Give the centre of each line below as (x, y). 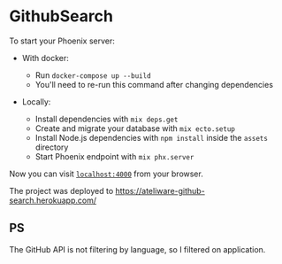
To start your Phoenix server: (62, 41)
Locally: (36, 101)
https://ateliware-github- (160, 190)
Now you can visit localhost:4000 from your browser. (106, 174)
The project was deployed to (61, 190)
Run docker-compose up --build (93, 75)
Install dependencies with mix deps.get (107, 119)
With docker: (45, 58)
